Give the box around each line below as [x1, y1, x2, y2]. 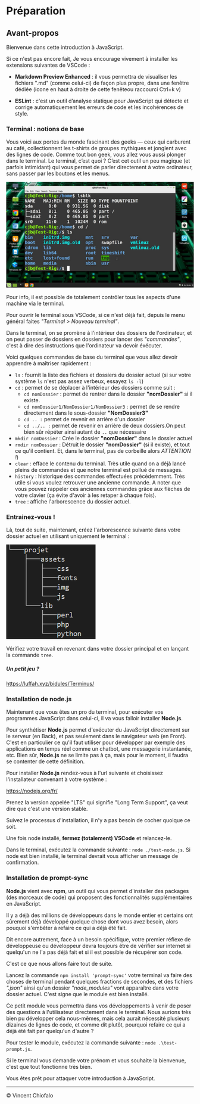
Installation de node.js [6, 695, 72, 703]
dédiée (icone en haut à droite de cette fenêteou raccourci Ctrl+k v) [14, 86, 182, 93]
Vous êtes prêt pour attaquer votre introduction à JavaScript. [6, 1074, 155, 1082]
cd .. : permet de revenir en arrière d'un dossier [23, 415, 145, 422]
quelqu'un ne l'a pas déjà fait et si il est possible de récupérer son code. [6, 948, 183, 956]
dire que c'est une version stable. [6, 806, 88, 813]
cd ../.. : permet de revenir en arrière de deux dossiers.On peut [23, 422, 186, 429]
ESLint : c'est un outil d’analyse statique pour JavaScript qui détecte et [14, 97, 189, 104]
